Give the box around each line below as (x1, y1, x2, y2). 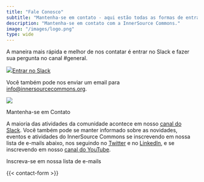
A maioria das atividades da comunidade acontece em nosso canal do (6, 120, 182, 127)
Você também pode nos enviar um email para (6, 79, 120, 86)
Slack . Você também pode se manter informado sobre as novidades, (6, 127, 178, 134)
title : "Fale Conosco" (6, 8, 64, 15)
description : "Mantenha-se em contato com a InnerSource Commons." (6, 20, 181, 26)
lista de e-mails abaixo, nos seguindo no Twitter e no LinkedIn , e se (6, 140, 175, 147)
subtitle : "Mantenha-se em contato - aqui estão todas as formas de (6, 15, 183, 21)
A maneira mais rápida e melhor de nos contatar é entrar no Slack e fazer (6, 48, 190, 55)
